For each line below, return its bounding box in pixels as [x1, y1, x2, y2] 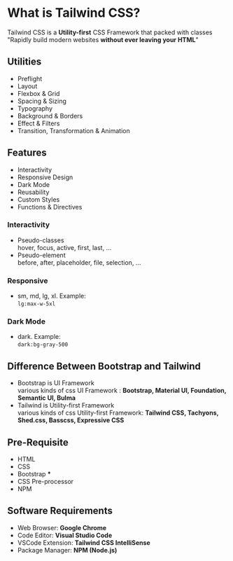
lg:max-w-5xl [17, 300, 56, 307]
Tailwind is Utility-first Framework [17, 401, 115, 410]
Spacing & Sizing [17, 97, 66, 105]
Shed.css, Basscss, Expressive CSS [17, 416, 125, 424]
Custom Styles [17, 195, 60, 204]
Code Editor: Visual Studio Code [17, 531, 113, 539]
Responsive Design [17, 173, 73, 181]
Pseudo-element [17, 251, 66, 259]
